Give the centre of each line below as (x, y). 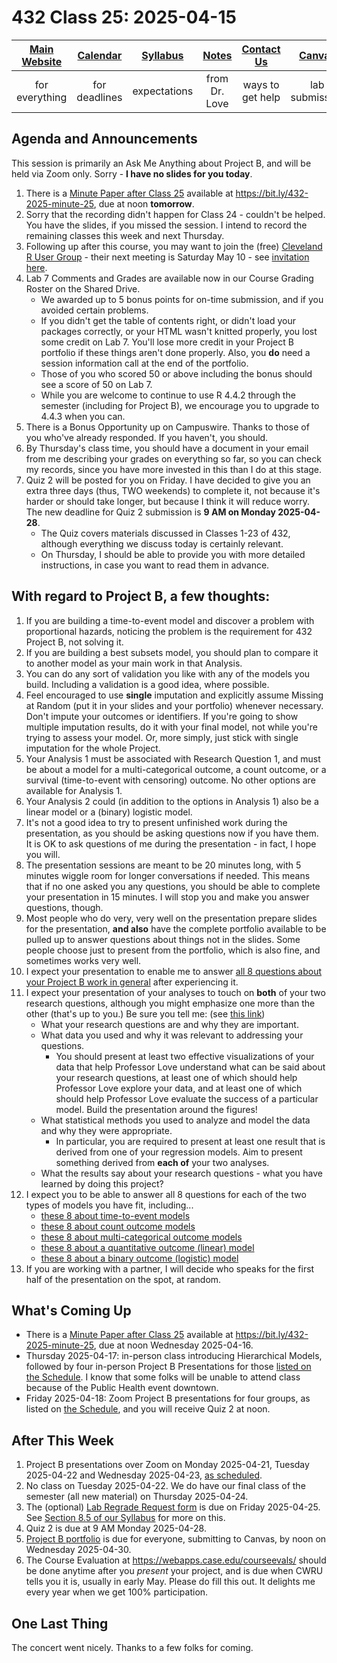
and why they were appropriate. (106, 1130)
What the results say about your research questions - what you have (181, 1173)
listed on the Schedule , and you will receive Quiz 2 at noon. (148, 1409)
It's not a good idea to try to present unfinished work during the (156, 822)
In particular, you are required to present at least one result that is (190, 1141)
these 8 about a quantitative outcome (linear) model (147, 1247)
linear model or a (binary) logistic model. (109, 812)
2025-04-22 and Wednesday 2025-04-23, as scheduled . (144, 1475)
